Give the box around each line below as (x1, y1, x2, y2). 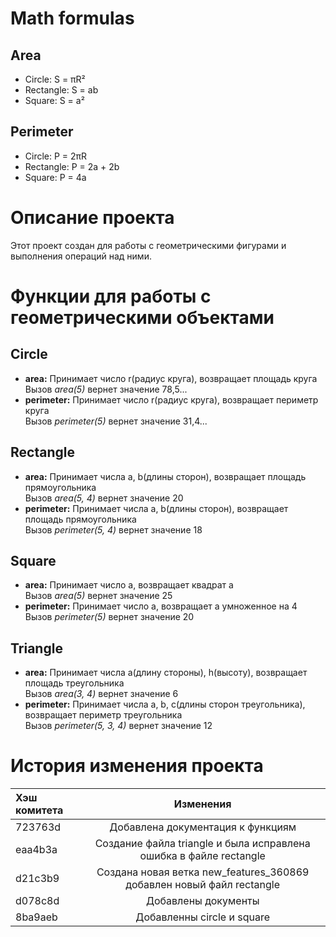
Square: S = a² (24, 95, 85, 106)
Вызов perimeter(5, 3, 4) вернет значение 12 (24, 720, 213, 732)
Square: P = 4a (24, 171, 87, 183)
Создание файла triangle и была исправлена (94, 837, 311, 851)
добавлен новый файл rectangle (125, 878, 280, 892)
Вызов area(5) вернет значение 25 (24, 590, 173, 602)
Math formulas (10, 7, 135, 30)
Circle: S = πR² (24, 73, 86, 85)
